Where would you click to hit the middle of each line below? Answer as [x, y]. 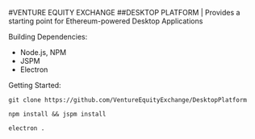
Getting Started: [35, 85]
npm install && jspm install [57, 114]
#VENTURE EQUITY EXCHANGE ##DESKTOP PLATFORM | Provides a [124, 13]
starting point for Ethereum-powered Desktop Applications [106, 21]
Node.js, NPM [43, 52]
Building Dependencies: [48, 37]
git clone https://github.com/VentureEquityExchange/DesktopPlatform [128, 100]
